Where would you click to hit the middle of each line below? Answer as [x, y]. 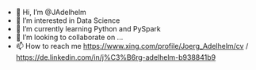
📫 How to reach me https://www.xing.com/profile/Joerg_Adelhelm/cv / [132, 46]
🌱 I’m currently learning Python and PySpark [88, 29]
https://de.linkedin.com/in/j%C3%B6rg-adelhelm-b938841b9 [116, 57]
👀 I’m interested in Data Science [68, 20]
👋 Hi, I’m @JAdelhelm [51, 12]
